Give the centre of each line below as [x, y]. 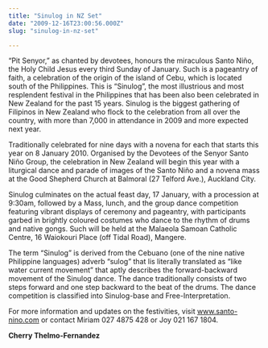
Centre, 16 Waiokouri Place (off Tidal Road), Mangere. [97, 238]
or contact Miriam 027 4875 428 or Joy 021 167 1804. [130, 320]
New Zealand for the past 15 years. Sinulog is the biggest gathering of [124, 104]
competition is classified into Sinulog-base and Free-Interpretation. [120, 296]
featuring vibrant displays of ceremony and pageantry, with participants [127, 212]
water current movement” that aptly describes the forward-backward [123, 270]
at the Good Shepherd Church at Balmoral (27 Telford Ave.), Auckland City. [132, 179]
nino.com [24, 320]
